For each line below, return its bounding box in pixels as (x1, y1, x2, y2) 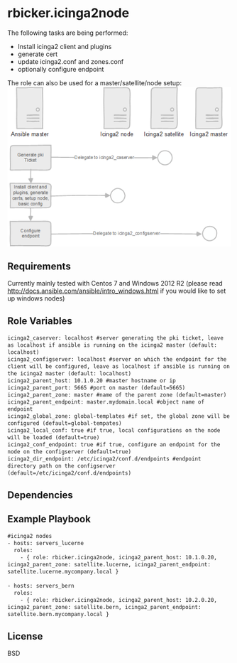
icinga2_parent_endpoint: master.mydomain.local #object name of (7, 399, 204, 406)
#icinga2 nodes (7, 533, 53, 540)
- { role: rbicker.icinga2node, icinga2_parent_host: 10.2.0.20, (20, 597, 218, 604)
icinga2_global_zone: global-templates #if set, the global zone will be (7, 413, 231, 420)
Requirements (7, 261, 71, 273)
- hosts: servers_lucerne (7, 540, 84, 547)
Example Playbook (7, 513, 91, 525)
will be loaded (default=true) (7, 434, 100, 441)
